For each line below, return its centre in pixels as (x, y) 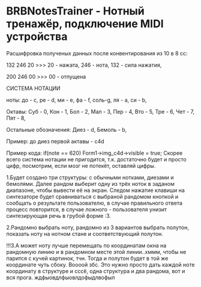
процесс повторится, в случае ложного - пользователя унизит (86, 209)
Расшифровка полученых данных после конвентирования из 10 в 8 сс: (97, 53)
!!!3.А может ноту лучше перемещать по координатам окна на (86, 245)
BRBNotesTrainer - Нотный (76, 11)
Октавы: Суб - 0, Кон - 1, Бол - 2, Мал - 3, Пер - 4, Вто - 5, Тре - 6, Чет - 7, (100, 111)
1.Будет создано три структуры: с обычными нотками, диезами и (90, 177)
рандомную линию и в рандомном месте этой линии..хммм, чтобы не (96, 252)
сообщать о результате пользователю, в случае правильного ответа (94, 203)
